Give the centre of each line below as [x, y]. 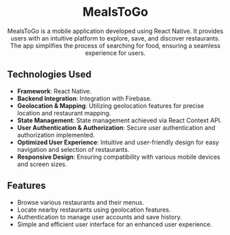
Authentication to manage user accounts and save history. [99, 216]
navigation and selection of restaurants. [73, 149]
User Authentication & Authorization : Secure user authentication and [116, 127]
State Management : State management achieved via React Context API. [119, 120]
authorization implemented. [56, 135]
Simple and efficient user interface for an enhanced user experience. [115, 224]
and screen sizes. [42, 164]
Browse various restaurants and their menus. [80, 202]
